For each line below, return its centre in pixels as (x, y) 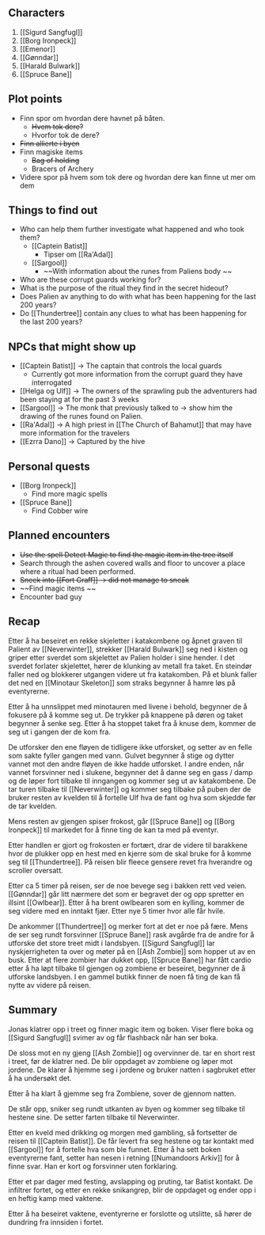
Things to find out (53, 210)
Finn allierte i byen (49, 143)
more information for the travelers (75, 433)
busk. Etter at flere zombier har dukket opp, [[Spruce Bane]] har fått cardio (130, 959)
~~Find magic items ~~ (58, 588)
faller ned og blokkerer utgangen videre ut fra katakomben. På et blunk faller (133, 674)
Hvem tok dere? (57, 127)
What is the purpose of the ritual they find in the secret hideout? (124, 288)
